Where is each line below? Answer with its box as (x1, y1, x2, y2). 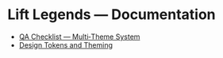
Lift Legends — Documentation (7, 6, 216, 24)
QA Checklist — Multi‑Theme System (18, 32, 140, 41)
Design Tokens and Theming (18, 40, 113, 49)
